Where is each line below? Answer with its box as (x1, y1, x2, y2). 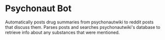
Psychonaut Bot (5, 3, 72, 14)
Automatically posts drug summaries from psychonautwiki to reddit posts (5, 19, 154, 25)
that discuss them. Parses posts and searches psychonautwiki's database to (5, 24, 161, 30)
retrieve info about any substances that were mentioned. (5, 29, 120, 35)
